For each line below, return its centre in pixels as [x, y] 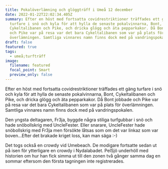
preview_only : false [31, 75]
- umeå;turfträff [28, 56]
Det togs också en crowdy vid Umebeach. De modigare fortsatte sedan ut [81, 145]
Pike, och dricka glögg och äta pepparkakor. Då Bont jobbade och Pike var [82, 99]
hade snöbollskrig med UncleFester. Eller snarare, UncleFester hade [75, 125]
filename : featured [30, 65]
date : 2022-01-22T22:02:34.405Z [39, 14]
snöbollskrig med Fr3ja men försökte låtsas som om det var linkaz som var [82, 130]
